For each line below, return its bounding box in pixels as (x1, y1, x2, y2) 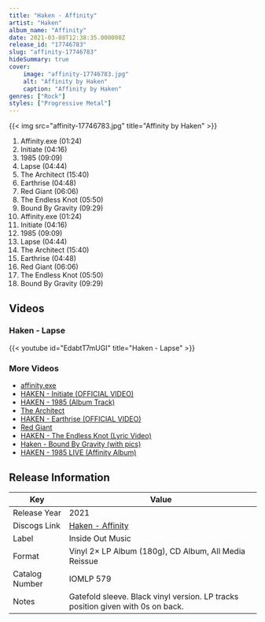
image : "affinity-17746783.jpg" (23, 70, 129, 78)
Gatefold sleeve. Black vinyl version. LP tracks (68, 590, 239, 602)
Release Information (9, 471, 111, 484)
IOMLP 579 (68, 573, 112, 584)
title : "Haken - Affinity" (9, 11, 98, 20)
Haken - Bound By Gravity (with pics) (20, 439, 142, 449)
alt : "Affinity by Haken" (23, 77, 109, 85)
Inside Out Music (68, 533, 132, 544)
